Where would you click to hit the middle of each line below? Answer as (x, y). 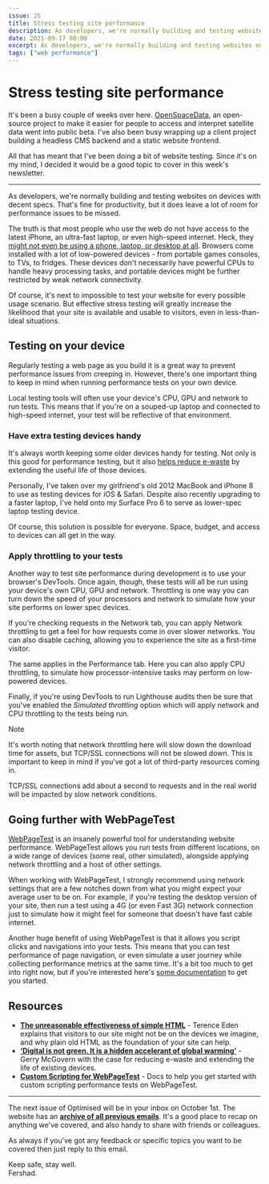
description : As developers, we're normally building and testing (121, 30)
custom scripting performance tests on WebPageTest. (109, 1085)
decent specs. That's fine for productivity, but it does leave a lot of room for (133, 204)
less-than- (243, 312)
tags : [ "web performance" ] (53, 53)
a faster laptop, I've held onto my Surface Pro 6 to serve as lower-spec (125, 503)
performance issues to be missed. (64, 212)
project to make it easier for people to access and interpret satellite (144, 123)
